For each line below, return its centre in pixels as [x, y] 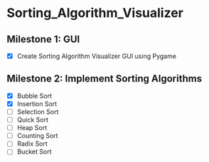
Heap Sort [32, 128]
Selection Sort [38, 112]
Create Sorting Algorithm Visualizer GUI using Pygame [97, 56]
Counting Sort [37, 136]
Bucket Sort [34, 152]
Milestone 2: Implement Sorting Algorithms [104, 79]
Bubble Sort [34, 96]
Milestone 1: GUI [43, 39]
